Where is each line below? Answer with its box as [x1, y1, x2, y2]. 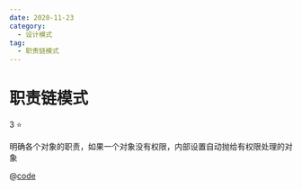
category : [9, 22, 47, 31]
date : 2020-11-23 [9, 13, 75, 23]
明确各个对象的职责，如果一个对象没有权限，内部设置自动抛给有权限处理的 [9, 141, 285, 152]
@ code [9, 170, 36, 181]
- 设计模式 [17, 30, 53, 39]
